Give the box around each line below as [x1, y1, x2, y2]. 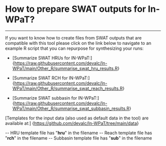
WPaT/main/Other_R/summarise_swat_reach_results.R [12, 85, 123, 91]
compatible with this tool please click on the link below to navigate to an [5, 40, 152, 46]
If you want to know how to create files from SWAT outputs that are [5, 35, 142, 40]
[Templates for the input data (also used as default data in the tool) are [5, 115, 149, 121]
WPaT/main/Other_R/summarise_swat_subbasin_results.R [12, 105, 130, 111]
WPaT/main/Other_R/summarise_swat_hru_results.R [12, 65, 118, 71]
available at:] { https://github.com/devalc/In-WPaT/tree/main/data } [5, 120, 139, 126]
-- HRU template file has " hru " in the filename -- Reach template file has [5, 130, 152, 136]
